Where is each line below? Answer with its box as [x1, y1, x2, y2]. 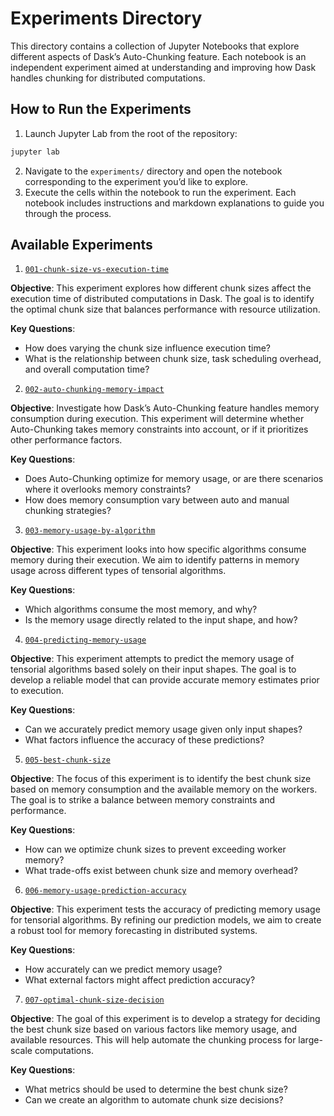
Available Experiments [10, 237, 153, 254]
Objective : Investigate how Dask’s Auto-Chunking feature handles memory [10, 402, 320, 414]
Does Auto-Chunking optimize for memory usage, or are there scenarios [24, 473, 324, 485]
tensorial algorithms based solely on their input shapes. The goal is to [10, 663, 297, 676]
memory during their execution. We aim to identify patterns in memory [10, 554, 300, 566]
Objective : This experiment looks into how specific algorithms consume [10, 543, 307, 556]
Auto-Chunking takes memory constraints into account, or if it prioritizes [10, 423, 309, 436]
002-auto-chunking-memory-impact [24, 385, 165, 395]
